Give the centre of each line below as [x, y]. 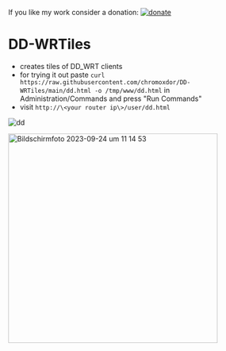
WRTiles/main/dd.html [55, 91]
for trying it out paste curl [62, 75]
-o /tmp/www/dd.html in [132, 90]
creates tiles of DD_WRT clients [71, 66]
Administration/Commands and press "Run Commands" [111, 98]
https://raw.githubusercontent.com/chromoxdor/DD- [105, 82]
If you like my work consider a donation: [73, 12]
